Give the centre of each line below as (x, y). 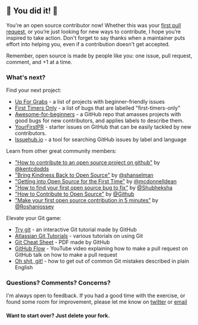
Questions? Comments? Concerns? (58, 283)
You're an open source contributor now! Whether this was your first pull (94, 25)
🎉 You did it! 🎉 (32, 11)
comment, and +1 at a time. (39, 62)
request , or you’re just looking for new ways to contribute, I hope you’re (93, 31)
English (24, 267)
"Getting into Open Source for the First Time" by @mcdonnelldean (95, 181)
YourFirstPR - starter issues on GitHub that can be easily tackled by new (103, 127)
